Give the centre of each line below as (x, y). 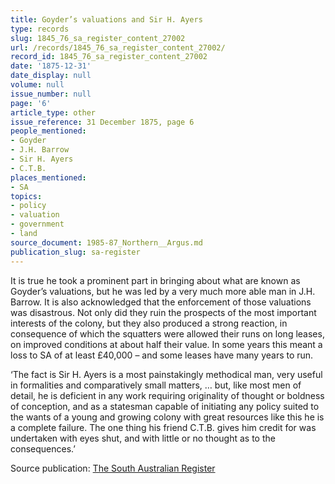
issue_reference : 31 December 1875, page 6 (102, 122)
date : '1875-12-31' (51, 66)
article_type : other (53, 112)
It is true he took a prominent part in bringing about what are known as (155, 280)
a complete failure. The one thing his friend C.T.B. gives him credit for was (163, 427)
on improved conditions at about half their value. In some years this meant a (166, 344)
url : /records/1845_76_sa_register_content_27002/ (118, 47)
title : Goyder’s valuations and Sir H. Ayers (106, 19)
